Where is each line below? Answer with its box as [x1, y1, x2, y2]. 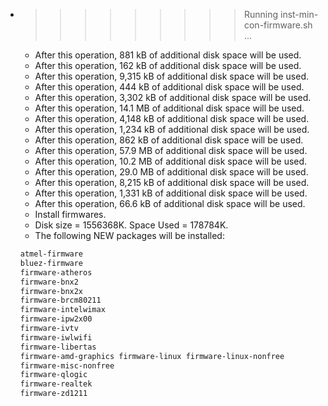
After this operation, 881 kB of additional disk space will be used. [34, 49, 302, 61]
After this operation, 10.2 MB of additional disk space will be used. [34, 155, 308, 167]
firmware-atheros [19, 267, 93, 278]
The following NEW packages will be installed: [34, 230, 225, 241]
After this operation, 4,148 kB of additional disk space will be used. [34, 113, 310, 124]
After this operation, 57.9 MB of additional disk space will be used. [34, 145, 308, 156]
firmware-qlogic [19, 370, 88, 380]
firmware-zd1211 [19, 389, 88, 399]
